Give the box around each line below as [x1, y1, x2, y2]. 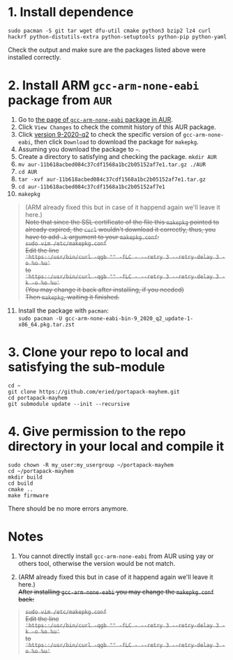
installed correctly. [8, 53, 61, 61]
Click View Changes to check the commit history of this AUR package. [17, 123, 216, 131]
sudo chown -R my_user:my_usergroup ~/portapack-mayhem [8, 461, 174, 468]
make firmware [8, 492, 50, 499]
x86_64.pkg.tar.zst [17, 321, 75, 328]
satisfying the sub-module [8, 359, 165, 375]
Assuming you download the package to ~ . [17, 144, 141, 153]
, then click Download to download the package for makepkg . [31, 137, 200, 146]
